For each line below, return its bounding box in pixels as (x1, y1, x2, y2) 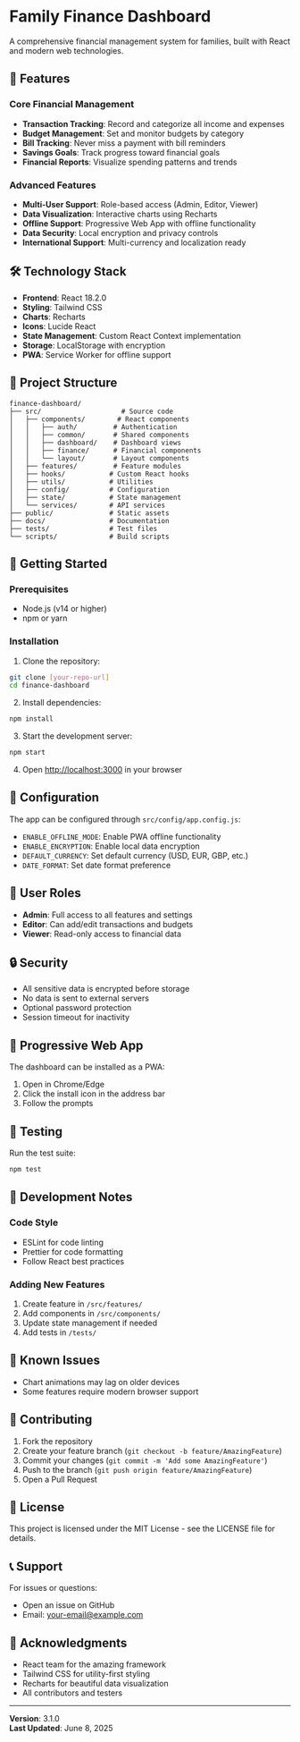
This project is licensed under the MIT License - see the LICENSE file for (9, 1523, 275, 1535)
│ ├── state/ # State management (9, 493, 181, 502)
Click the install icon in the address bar (21, 1088, 165, 1099)
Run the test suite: (9, 1147, 76, 1159)
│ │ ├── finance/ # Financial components (9, 445, 202, 455)
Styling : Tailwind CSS (21, 301, 103, 312)
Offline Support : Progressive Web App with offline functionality (21, 217, 256, 229)
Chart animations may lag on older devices (21, 1376, 180, 1387)
